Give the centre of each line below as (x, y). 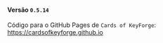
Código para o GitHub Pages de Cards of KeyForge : (82, 25)
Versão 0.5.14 (28, 10)
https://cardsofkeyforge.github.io (55, 33)
